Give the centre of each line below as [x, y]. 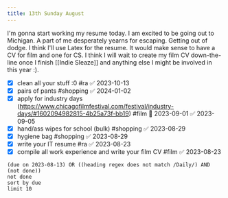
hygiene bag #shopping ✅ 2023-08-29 [72, 136]
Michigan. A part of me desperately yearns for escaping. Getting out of [107, 40]
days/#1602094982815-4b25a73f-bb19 [73, 113]
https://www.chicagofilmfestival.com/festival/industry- [96, 106]
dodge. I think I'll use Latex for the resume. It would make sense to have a [111, 47]
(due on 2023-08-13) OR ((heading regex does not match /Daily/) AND [109, 165]
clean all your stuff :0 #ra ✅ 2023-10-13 [73, 82]
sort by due [24, 183]
